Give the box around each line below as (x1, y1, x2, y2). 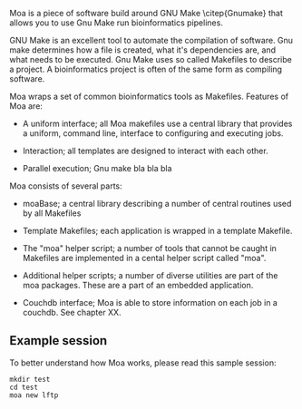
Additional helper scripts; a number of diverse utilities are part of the (22, 270, 278, 280)
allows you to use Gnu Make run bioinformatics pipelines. (9, 17, 224, 28)
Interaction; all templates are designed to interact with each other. (22, 145, 269, 156)
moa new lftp (9, 390, 59, 400)
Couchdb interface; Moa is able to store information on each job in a (22, 297, 278, 307)
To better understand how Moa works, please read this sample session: (9, 357, 277, 368)
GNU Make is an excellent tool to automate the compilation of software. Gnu (9, 35, 293, 45)
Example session (9, 333, 108, 348)
